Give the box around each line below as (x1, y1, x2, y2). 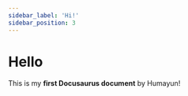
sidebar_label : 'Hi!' (8, 11, 80, 20)
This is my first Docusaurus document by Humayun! (8, 79, 181, 88)
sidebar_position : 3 (8, 19, 77, 27)
